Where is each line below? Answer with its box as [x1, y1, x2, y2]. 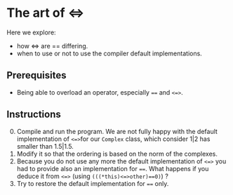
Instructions [6, 109, 61, 121]
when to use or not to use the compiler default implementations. [16, 49, 203, 58]
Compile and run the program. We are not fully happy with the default [16, 127, 218, 135]
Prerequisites [6, 69, 67, 81]
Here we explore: [6, 28, 57, 36]
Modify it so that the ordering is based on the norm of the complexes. [16, 149, 218, 158]
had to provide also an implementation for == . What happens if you [16, 164, 209, 173]
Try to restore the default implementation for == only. [16, 179, 169, 187]
